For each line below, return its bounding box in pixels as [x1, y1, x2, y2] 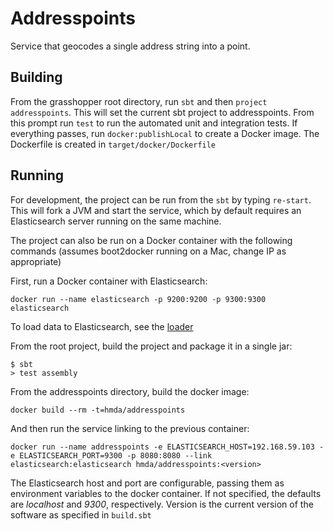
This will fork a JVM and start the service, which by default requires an [10, 204, 302, 216]
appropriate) [10, 255, 62, 267]
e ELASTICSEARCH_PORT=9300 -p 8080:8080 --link [10, 450, 213, 461]
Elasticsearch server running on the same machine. [10, 215, 222, 227]
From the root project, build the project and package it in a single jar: [10, 340, 293, 352]
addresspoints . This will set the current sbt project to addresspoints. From [10, 106, 315, 118]
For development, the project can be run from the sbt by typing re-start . [10, 193, 312, 206]
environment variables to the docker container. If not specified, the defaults [10, 487, 322, 499]
